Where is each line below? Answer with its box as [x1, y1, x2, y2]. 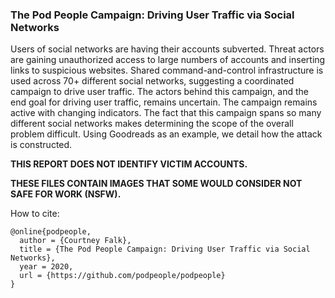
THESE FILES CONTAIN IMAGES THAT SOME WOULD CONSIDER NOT [10, 178, 303, 190]
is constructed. [10, 139, 73, 151]
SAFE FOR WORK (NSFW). [10, 188, 122, 200]
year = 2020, [19, 262, 74, 272]
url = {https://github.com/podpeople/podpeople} [19, 271, 226, 281]
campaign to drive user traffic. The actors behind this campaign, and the [10, 86, 309, 98]
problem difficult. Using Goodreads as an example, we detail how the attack [10, 128, 323, 140]
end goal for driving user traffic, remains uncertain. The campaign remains [10, 96, 318, 108]
